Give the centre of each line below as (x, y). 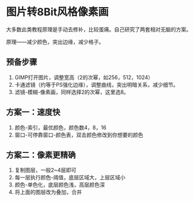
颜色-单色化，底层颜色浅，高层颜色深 (60, 185)
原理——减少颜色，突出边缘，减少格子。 (55, 42)
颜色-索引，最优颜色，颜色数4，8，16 (61, 127)
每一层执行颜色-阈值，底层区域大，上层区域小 (70, 178)
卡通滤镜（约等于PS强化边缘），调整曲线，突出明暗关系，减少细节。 (96, 84)
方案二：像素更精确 (41, 155)
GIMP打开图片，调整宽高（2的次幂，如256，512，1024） (84, 77)
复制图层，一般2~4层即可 (45, 170)
